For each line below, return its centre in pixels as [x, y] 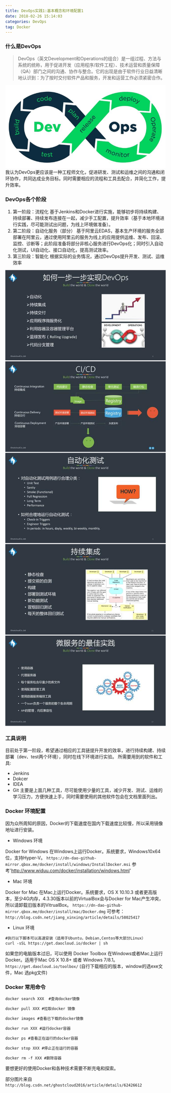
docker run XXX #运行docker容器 [38, 1028]
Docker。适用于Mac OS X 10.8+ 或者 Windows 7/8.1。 [62, 960]
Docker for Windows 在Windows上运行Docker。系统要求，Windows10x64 [83, 851]
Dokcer [20, 779]
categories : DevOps [26, 21]
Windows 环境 [27, 840]
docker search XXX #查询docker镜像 [42, 999]
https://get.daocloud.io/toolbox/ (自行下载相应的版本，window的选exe [82, 966]
